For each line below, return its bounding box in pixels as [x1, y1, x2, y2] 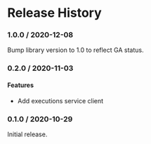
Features [7, 81, 34, 89]
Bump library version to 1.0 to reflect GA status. [7, 46, 144, 54]
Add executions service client [17, 96, 104, 105]
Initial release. [7, 130, 48, 138]
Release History [7, 5, 102, 21]
